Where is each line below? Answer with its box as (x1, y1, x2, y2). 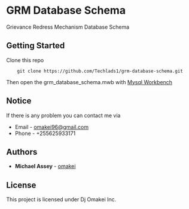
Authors (6, 147, 38, 157)
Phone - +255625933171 (14, 130, 76, 137)
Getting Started (6, 41, 65, 51)
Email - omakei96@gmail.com (14, 123, 89, 130)
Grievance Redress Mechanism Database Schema (6, 23, 130, 30)
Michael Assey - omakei (14, 162, 76, 170)
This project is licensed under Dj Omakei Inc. (6, 196, 117, 203)
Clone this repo (6, 56, 44, 63)
